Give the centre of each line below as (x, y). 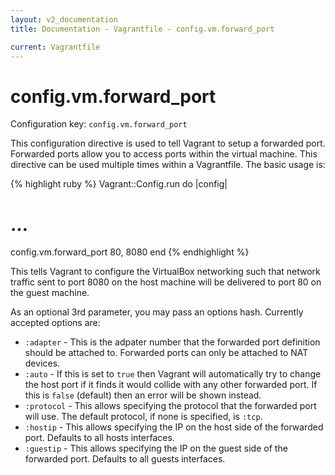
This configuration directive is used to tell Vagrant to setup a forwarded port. (168, 143)
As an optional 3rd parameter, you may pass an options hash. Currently (157, 312)
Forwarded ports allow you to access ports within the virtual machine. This (164, 154)
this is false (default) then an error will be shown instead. (143, 395)
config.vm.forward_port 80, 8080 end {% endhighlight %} (130, 252)
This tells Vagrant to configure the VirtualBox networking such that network (165, 272)
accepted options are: (55, 323)
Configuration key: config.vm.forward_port (99, 124)
